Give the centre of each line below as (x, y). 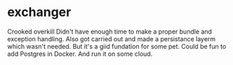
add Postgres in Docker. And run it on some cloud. (80, 54)
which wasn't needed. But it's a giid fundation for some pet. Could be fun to (117, 46)
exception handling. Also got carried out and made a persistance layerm (112, 38)
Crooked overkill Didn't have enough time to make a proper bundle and (110, 31)
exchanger (39, 12)
